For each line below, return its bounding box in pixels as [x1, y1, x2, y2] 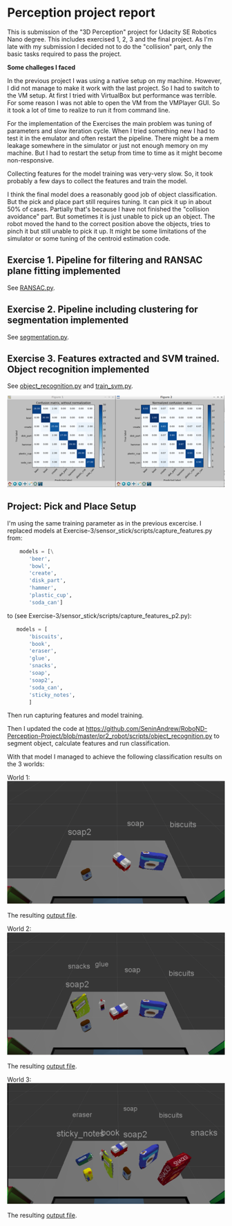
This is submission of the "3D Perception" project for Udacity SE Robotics [7, 28, 217, 36]
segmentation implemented [7, 315, 129, 326]
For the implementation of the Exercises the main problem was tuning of [7, 119, 213, 127]
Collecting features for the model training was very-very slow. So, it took [7, 169, 213, 178]
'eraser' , [28, 648, 57, 655]
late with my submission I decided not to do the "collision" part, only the [7, 42, 212, 50]
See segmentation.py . [7, 333, 69, 341]
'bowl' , [28, 562, 51, 570]
